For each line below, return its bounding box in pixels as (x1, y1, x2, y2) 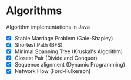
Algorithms (6, 4, 62, 18)
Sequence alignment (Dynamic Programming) (14, 61, 125, 68)
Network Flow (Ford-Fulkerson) (14, 68, 91, 75)
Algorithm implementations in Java (6, 23, 90, 30)
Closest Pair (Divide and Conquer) (14, 54, 98, 62)
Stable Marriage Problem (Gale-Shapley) (14, 34, 113, 41)
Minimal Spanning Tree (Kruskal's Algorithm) (14, 48, 123, 55)
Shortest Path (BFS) (14, 41, 63, 48)
